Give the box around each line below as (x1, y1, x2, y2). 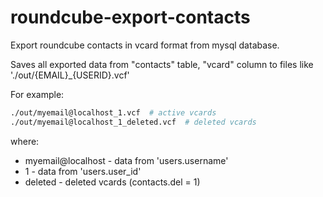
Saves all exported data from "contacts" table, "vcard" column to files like (10, 58, 314, 70)
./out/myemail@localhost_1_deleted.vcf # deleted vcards (10, 117, 257, 127)
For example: (10, 88, 65, 100)
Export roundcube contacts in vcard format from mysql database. (10, 39, 280, 51)
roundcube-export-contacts (10, 6, 251, 29)
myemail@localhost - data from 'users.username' (24, 154, 229, 166)
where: (10, 135, 40, 147)
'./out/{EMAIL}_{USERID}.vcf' (10, 69, 130, 81)
